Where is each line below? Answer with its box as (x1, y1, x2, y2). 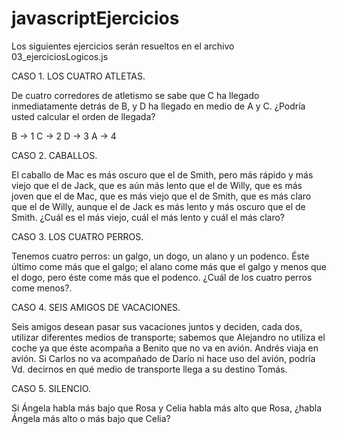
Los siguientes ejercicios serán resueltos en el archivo (11, 40, 235, 52)
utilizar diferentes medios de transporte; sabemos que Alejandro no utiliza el (11, 331, 326, 343)
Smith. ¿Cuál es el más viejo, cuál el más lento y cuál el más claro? (11, 211, 285, 223)
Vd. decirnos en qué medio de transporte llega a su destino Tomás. (11, 363, 288, 375)
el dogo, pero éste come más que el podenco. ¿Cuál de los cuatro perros (11, 271, 313, 283)
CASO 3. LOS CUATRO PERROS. (11, 230, 144, 242)
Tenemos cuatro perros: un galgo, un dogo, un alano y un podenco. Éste (11, 250, 310, 262)
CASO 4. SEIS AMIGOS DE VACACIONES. (11, 301, 181, 313)
